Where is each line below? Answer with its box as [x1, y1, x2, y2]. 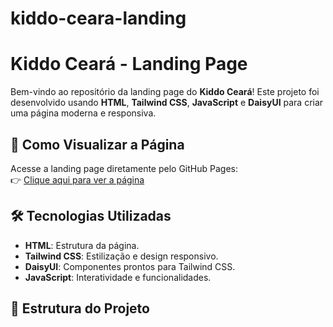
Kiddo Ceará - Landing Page [10, 53, 248, 76]
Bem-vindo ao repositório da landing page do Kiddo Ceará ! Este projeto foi [10, 86, 320, 98]
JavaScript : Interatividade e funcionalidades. [24, 271, 212, 283]
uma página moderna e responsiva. [10, 107, 157, 119]
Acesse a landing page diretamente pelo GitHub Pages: [10, 162, 238, 174]
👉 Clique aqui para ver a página [10, 173, 145, 186]
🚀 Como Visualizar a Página [10, 136, 185, 153]
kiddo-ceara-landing [10, 7, 187, 30]
